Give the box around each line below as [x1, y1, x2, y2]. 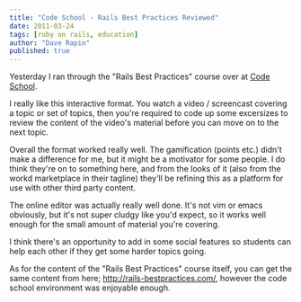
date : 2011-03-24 [9, 22, 75, 31]
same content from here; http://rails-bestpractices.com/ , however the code [9, 273, 288, 284]
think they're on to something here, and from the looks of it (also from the [9, 164, 281, 174]
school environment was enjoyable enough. [9, 282, 171, 293]
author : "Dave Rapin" [9, 38, 91, 48]
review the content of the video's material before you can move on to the [9, 118, 279, 129]
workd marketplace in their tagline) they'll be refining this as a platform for [9, 173, 284, 184]
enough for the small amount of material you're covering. [9, 219, 220, 230]
